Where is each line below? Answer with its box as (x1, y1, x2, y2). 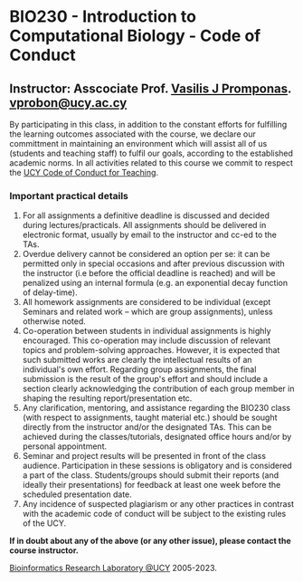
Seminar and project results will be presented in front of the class (22, 451, 267, 462)
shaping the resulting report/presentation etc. (22, 393, 193, 404)
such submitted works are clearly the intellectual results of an (22, 355, 252, 366)
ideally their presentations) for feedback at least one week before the (22, 480, 281, 491)
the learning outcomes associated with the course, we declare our (9, 129, 256, 139)
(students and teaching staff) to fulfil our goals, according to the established (9, 148, 294, 158)
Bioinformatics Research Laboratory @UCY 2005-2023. (9, 563, 217, 574)
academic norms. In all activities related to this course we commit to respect (9, 157, 294, 168)
